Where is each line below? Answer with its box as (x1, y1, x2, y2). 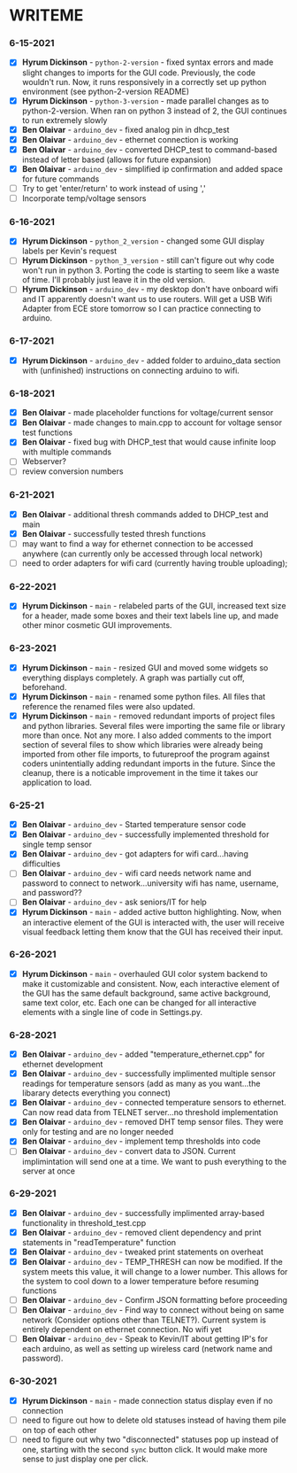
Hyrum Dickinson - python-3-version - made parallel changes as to (21, 95, 270, 106)
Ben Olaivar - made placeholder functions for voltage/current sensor (21, 407, 274, 418)
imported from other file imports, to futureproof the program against (21, 748, 270, 759)
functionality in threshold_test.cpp (21, 1217, 147, 1228)
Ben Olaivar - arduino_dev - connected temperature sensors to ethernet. (21, 1097, 287, 1108)
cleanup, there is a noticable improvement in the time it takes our (21, 767, 259, 778)
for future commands (21, 174, 100, 184)
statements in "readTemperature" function (21, 1237, 177, 1247)
